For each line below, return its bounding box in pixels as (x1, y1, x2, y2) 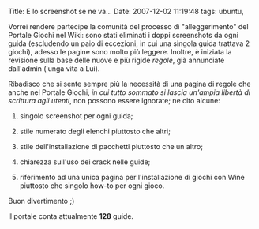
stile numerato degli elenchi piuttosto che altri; (19, 126, 171, 136)
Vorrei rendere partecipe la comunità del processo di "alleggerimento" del (8, 22, 249, 31)
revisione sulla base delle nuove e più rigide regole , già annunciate (8, 55, 225, 65)
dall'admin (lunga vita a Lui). (8, 64, 100, 73)
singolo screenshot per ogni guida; (19, 111, 133, 121)
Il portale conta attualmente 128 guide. (8, 212, 134, 220)
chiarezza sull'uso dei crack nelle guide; (19, 157, 151, 167)
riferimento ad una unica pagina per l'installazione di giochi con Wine (19, 173, 245, 182)
